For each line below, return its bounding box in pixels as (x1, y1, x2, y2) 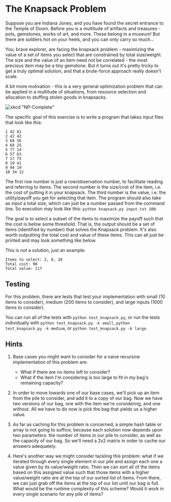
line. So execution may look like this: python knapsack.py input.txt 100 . (5, 206, 157, 212)
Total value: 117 (5, 266, 42, 271)
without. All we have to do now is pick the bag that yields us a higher (12, 406, 157, 412)
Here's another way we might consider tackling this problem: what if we (12, 453, 164, 459)
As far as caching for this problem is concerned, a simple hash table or (12, 421, 162, 427)
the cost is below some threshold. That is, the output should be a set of (5, 221, 155, 227)
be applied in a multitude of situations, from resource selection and (5, 88, 146, 95)
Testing (5, 280, 30, 289)
